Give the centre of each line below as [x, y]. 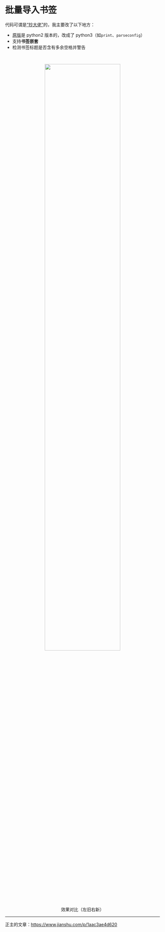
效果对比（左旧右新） [82, 909]
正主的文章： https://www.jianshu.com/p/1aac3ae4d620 [61, 924]
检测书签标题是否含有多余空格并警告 [49, 47]
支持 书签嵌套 [25, 41]
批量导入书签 [31, 10]
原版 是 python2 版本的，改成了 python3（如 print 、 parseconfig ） [79, 35]
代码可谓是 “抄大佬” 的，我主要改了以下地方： [50, 25]
